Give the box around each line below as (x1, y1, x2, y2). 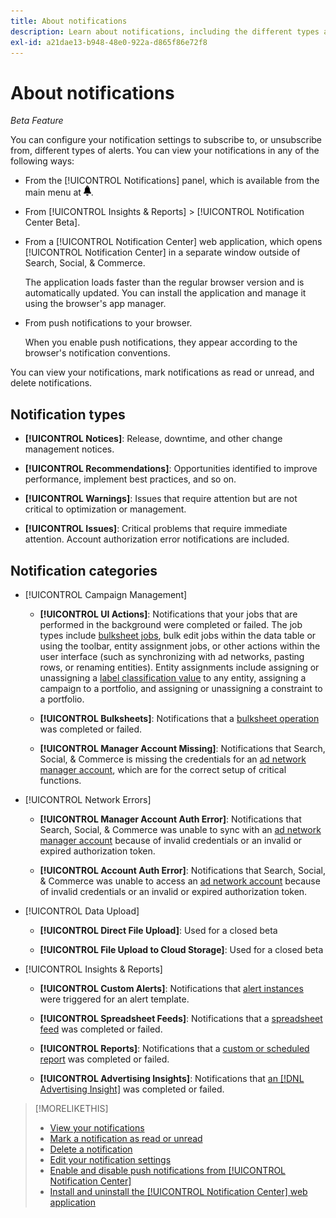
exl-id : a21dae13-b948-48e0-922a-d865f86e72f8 (10, 37, 208, 47)
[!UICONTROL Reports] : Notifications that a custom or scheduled (39, 1042, 310, 1054)
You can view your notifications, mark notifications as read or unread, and (10, 366, 315, 379)
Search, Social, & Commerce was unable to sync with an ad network (39, 823, 322, 835)
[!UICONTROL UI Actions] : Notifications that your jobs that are (39, 608, 298, 620)
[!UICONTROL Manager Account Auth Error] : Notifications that (39, 813, 302, 825)
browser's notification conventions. (24, 347, 171, 359)
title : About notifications (10, 16, 128, 26)
